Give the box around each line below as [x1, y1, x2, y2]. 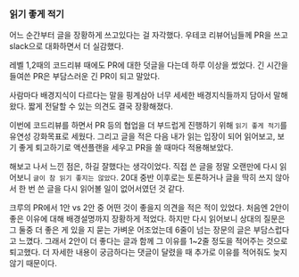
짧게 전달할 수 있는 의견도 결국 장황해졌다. [28, 101, 174, 112]
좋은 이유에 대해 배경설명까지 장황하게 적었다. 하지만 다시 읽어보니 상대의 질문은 [9, 214, 286, 224]
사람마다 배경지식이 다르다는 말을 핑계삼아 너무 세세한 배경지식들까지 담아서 [9, 90, 272, 101]
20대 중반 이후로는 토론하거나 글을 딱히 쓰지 [120, 172, 274, 183]
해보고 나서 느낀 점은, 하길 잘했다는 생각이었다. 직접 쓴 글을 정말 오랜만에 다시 [9, 161, 278, 172]
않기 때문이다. [9, 258, 58, 269]
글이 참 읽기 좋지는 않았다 [32, 174, 117, 183]
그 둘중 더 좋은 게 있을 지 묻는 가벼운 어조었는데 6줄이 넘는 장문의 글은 [9, 224, 252, 235]
